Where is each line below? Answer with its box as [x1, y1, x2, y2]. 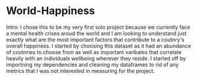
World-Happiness [6, 4, 96, 18]
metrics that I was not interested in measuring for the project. [6, 67, 155, 74]
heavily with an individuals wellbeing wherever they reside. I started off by [6, 55, 186, 62]
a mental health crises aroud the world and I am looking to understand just [6, 29, 187, 36]
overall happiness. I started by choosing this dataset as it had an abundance [6, 42, 191, 49]
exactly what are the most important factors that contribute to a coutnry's [6, 36, 185, 43]
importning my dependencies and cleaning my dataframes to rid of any [6, 61, 179, 68]
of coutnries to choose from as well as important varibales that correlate [6, 48, 182, 55]
